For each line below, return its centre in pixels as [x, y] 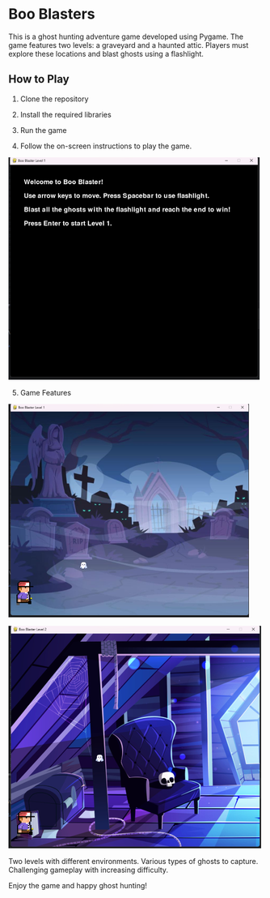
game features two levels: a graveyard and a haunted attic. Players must [129, 45]
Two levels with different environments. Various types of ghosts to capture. [133, 861]
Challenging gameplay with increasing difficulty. [88, 870]
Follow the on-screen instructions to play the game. [106, 146]
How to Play [39, 79]
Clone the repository [54, 99]
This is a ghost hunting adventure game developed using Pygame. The [126, 36]
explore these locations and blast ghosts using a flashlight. [106, 53]
